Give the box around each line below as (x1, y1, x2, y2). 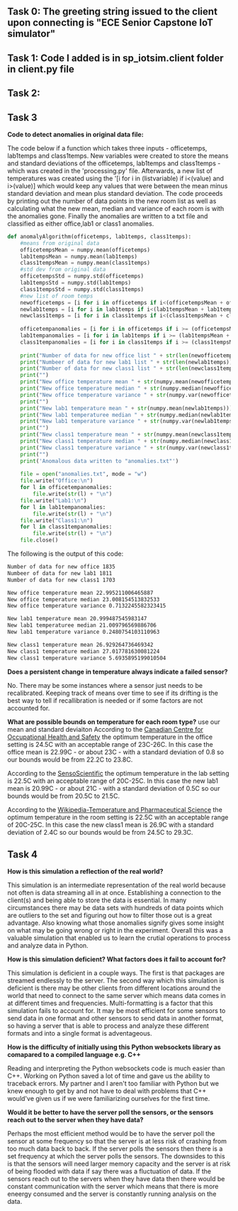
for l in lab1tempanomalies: (20, 503, 106, 510)
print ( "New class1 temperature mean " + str (20, 431, 154, 439)
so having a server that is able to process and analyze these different (7, 1021, 209, 1030)
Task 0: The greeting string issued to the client (7, 6, 218, 18)
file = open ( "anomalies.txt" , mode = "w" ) (20, 471, 147, 478)
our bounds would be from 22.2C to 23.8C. (7, 755, 133, 764)
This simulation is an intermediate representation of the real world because (7, 881, 226, 889)
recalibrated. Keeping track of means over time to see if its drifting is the (7, 689, 218, 697)
